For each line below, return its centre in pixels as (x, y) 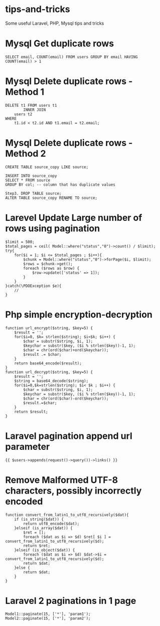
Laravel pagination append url (69, 436)
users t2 (23, 114)
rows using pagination (53, 228)
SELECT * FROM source (28, 180)
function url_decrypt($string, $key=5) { (49, 372)
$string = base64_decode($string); (51, 381)
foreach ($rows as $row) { (51, 268)
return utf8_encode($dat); (51, 524)
